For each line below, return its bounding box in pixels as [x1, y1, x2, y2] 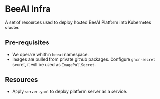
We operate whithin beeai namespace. [12, 51, 89, 57]
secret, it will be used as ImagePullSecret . [12, 61, 96, 67]
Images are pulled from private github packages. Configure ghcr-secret [12, 57, 156, 62]
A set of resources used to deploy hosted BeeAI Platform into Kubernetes [5, 19, 151, 25]
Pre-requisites [5, 39, 49, 47]
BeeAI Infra [5, 3, 51, 14]
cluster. [5, 24, 20, 30]
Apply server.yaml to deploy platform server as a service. [12, 88, 128, 94]
